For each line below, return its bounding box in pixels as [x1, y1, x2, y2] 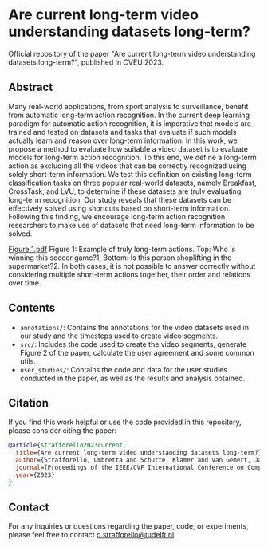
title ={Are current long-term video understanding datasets [15, 449, 219, 457]
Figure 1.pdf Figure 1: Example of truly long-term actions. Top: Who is [8, 244, 236, 254]
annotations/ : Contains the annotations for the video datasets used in [19, 322, 250, 332]
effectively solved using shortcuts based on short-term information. [8, 203, 231, 213]
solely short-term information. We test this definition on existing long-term [8, 169, 253, 179]
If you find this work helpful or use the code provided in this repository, [8, 417, 242, 427]
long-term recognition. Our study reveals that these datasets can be [8, 195, 232, 204]
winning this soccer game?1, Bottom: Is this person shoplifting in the [8, 253, 232, 262]
